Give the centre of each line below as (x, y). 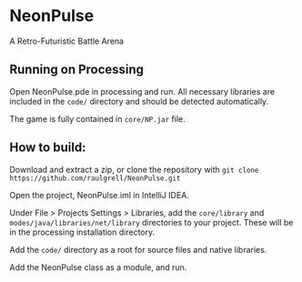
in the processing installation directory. (82, 232)
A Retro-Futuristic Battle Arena (67, 41)
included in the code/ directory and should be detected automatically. (139, 101)
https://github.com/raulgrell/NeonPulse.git (95, 178)
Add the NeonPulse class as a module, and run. (98, 267)
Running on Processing (76, 70)
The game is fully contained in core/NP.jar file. (98, 118)
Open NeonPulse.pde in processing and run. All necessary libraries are (142, 91)
